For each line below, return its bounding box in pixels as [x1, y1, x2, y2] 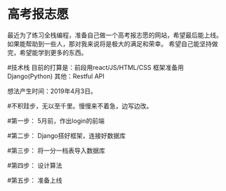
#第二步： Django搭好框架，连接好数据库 [7, 131, 126, 140]
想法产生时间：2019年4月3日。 [7, 87, 97, 95]
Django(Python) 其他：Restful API [7, 71, 105, 80]
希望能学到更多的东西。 [19, 48, 88, 57]
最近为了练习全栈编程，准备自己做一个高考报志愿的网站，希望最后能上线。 [7, 31, 222, 39]
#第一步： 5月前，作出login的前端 [7, 116, 105, 125]
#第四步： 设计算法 [7, 161, 62, 169]
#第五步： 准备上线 [7, 176, 62, 184]
